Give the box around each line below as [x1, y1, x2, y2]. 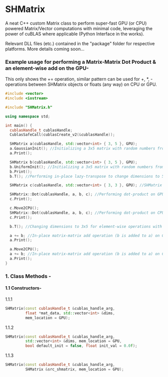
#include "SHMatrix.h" [5, 104, 52, 110]
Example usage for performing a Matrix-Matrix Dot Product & [5, 58, 156, 65]
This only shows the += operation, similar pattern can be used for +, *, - [5, 76, 153, 82]
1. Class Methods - [5, 273, 51, 280]
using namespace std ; [5, 114, 50, 119]
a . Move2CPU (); [9, 247, 39, 252]
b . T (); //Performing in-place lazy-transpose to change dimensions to [9, 174, 160, 179]
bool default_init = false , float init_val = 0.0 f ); [25, 343, 137, 348]
